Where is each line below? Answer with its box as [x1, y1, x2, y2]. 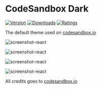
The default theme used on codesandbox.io [5, 29, 96, 35]
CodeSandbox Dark [5, 3, 89, 15]
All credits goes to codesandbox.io [5, 78, 77, 84]
